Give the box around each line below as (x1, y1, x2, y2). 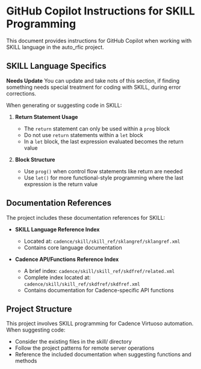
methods (14, 358, 37, 365)
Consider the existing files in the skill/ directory (14, 338, 132, 345)
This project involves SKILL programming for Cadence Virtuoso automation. (6, 320, 194, 327)
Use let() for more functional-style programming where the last (23, 174, 184, 181)
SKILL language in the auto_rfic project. (6, 43, 104, 51)
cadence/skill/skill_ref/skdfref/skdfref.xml (23, 281, 140, 287)
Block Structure (14, 156, 55, 163)
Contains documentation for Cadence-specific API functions (23, 286, 175, 294)
